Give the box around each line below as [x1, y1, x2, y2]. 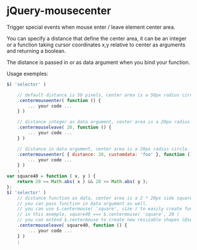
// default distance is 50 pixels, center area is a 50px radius [17, 92, 180, 98]
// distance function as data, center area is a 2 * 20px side [17, 195, 175, 201]
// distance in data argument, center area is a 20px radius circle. [17, 146, 191, 152]
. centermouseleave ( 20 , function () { [17, 124, 112, 130]
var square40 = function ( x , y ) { [6, 173, 96, 180]
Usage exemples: [6, 70, 49, 77]
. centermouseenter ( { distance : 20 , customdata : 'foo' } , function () [17, 151, 193, 157]
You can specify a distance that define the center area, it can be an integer [6, 35, 187, 42]
